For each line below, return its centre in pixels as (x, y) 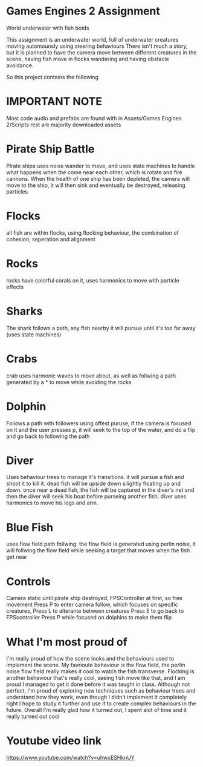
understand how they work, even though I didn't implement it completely (97, 697)
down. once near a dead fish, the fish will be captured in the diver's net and (100, 490)
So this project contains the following (52, 77)
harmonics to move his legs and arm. (52, 503)
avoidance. (20, 65)
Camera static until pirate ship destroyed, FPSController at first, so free (95, 598)
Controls (28, 581)
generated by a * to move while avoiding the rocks (69, 382)
